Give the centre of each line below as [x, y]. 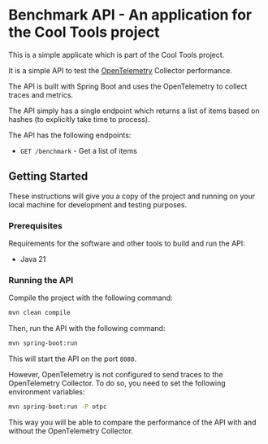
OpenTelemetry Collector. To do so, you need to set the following [117, 383]
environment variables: [47, 392]
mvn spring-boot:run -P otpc [58, 407]
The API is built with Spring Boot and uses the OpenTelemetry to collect [128, 86]
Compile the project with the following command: [91, 298]
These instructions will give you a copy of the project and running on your [132, 196]
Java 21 [33, 259]
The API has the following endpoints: [70, 135]
